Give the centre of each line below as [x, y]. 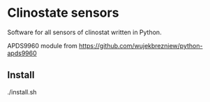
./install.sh [22, 92]
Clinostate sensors [63, 13]
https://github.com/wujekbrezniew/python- [141, 45]
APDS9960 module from [43, 45]
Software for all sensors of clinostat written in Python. [84, 32]
